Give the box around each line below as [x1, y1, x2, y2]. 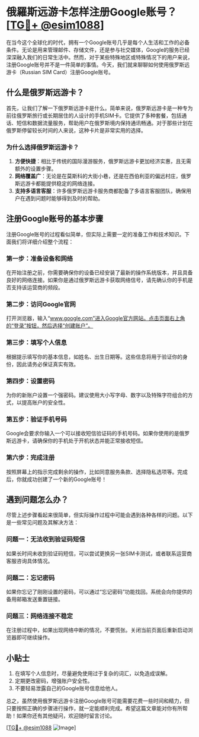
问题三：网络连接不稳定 [6, 612, 73, 620]
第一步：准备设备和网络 [6, 254, 73, 262]
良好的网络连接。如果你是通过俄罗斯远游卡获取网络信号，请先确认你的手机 [6, 277, 188, 284]
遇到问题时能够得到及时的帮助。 [25, 195, 104, 202]
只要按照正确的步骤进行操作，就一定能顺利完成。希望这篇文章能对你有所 [6, 705, 182, 712]
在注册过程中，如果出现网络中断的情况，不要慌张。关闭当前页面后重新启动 [6, 627, 188, 634]
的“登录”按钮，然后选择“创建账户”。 [6, 322, 94, 330]
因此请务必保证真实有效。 [16, 360, 79, 368]
